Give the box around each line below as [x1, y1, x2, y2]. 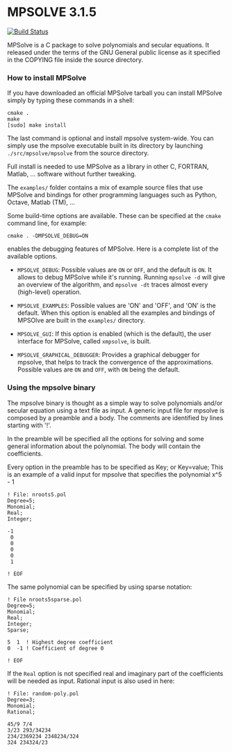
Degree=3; [7, 696, 36, 703]
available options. [7, 252, 58, 261]
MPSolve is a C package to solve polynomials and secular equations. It [7, 40, 210, 49]
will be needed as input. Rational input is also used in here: [7, 677, 175, 685]
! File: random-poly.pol [7, 690, 79, 697]
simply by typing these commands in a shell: [7, 96, 134, 105]
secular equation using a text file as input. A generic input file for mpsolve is [7, 406, 224, 415]
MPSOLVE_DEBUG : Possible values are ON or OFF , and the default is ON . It [17, 266, 212, 274]
